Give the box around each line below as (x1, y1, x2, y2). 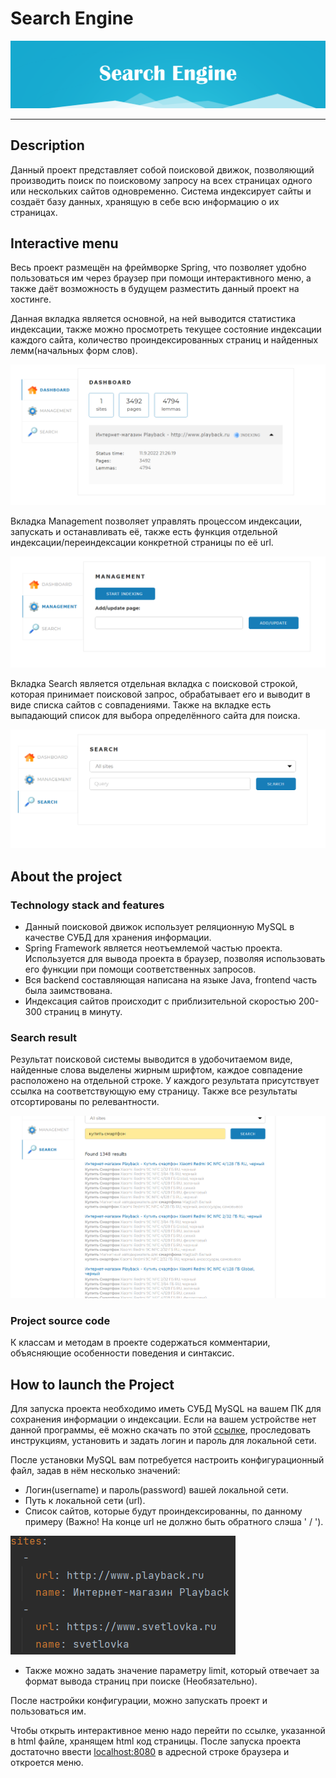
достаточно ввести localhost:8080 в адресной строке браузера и (10, 1746, 290, 1758)
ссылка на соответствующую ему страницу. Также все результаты (10, 1085, 298, 1097)
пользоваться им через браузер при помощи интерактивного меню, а (10, 272, 312, 284)
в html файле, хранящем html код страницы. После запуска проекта (10, 1735, 302, 1747)
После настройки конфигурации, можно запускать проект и (10, 1695, 268, 1707)
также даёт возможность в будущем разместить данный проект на (10, 283, 300, 295)
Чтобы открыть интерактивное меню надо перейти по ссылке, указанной (10, 1725, 326, 1737)
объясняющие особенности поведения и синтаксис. (10, 1347, 235, 1359)
